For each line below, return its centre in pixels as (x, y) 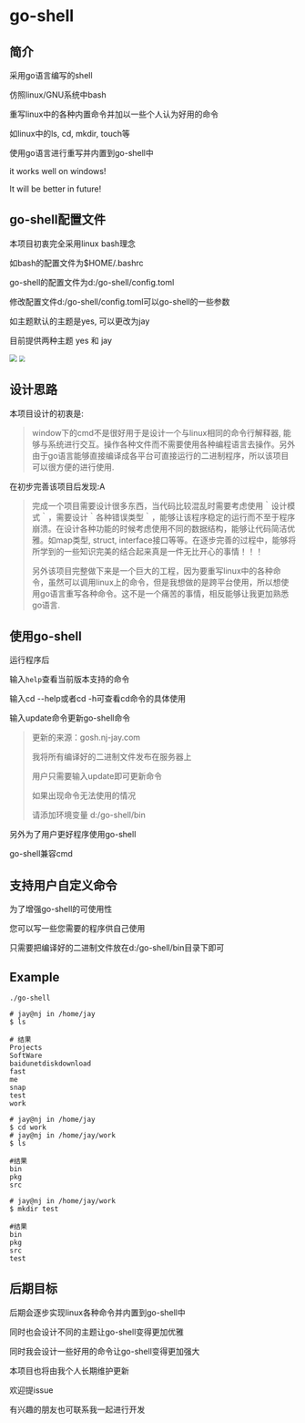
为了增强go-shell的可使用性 (61, 909)
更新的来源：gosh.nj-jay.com (86, 737)
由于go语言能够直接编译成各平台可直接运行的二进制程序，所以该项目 (160, 455)
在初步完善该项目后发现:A (57, 486)
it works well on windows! (58, 171)
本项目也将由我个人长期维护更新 (69, 1370)
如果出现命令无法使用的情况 (84, 795)
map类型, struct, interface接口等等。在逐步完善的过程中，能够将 (176, 540)
